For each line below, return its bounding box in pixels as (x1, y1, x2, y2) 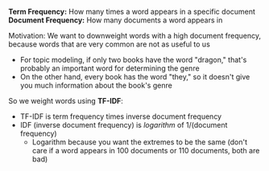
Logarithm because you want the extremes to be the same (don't (31, 137, 248, 147)
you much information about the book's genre (19, 80, 173, 90)
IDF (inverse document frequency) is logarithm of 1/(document (19, 120, 228, 129)
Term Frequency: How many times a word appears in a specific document (8, 7, 256, 16)
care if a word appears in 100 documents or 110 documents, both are (31, 146, 260, 155)
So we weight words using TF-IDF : (8, 96, 123, 105)
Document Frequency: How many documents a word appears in (8, 15, 223, 25)
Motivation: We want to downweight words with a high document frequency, (8, 31, 262, 40)
